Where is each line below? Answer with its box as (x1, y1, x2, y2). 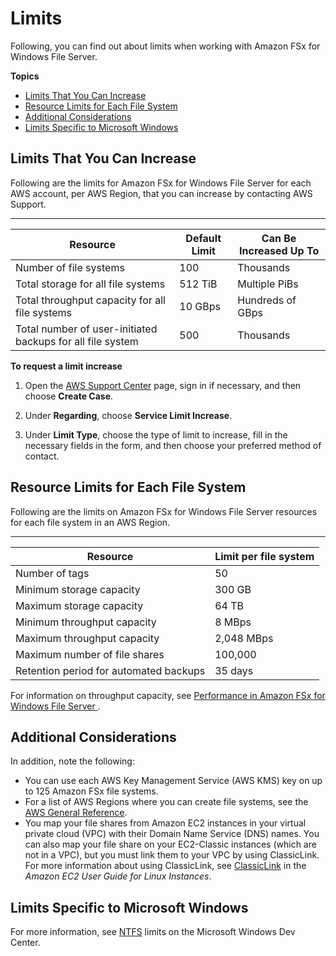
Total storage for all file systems (15, 277, 166, 291)
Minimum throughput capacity (15, 615, 157, 629)
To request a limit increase (10, 360, 123, 372)
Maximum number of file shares (15, 647, 165, 661)
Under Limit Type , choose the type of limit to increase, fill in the (24, 428, 288, 441)
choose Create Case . (24, 390, 114, 402)
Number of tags (15, 566, 90, 580)
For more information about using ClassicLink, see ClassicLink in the (24, 860, 307, 872)
